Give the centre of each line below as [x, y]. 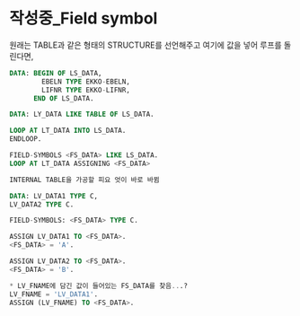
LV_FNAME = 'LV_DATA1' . [54, 294]
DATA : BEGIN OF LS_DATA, [56, 73]
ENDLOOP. [26, 139]
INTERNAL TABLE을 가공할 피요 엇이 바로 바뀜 [84, 180]
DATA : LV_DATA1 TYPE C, [54, 196]
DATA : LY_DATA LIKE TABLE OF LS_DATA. [82, 114]
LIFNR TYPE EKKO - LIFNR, [86, 90]
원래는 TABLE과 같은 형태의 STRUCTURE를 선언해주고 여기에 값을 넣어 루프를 [146, 45]
